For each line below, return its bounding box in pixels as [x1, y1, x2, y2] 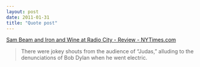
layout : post [6, 8, 39, 15]
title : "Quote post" [6, 20, 58, 26]
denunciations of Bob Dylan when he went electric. [20, 54, 148, 62]
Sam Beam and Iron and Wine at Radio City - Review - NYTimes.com [6, 36, 176, 44]
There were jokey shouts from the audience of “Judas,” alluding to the [20, 48, 194, 55]
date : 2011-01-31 [6, 14, 50, 20]
